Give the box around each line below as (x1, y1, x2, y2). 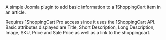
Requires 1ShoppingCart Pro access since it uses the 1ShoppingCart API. (5, 19, 156, 25)
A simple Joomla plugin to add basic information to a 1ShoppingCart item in (5, 4, 161, 10)
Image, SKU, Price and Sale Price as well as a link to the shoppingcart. (5, 30, 151, 35)
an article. (5, 9, 26, 15)
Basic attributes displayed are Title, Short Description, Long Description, (5, 24, 155, 30)
